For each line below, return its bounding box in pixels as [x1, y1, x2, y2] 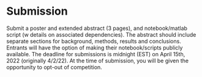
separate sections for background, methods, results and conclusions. [6, 37, 182, 45]
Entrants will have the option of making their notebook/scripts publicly [6, 44, 183, 51]
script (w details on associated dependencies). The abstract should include [6, 31, 196, 38]
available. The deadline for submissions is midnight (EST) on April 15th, [6, 50, 185, 57]
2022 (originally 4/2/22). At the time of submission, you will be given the [6, 57, 189, 64]
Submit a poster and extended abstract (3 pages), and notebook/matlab [6, 24, 188, 32]
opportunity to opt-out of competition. [6, 63, 102, 71]
